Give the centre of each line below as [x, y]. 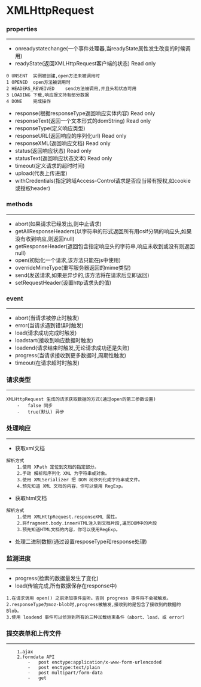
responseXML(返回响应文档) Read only [63, 143]
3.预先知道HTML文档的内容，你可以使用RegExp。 [69, 529]
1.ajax [25, 652]
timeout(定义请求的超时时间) [50, 166]
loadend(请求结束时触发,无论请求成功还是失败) [72, 348]
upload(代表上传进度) [41, 173]
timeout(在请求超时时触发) [47, 363]
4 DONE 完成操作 [29, 102]
